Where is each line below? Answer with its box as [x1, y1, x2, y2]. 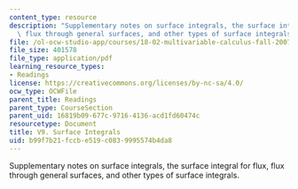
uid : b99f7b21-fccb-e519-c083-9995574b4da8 [9, 136, 173, 145]
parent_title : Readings [9, 94, 98, 104]
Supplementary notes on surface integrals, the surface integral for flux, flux [9, 160, 286, 170]
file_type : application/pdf [9, 54, 114, 63]
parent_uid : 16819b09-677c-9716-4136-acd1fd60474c [9, 111, 200, 120]
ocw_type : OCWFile [9, 87, 77, 95]
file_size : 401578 [9, 46, 77, 55]
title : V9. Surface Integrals [9, 128, 122, 137]
